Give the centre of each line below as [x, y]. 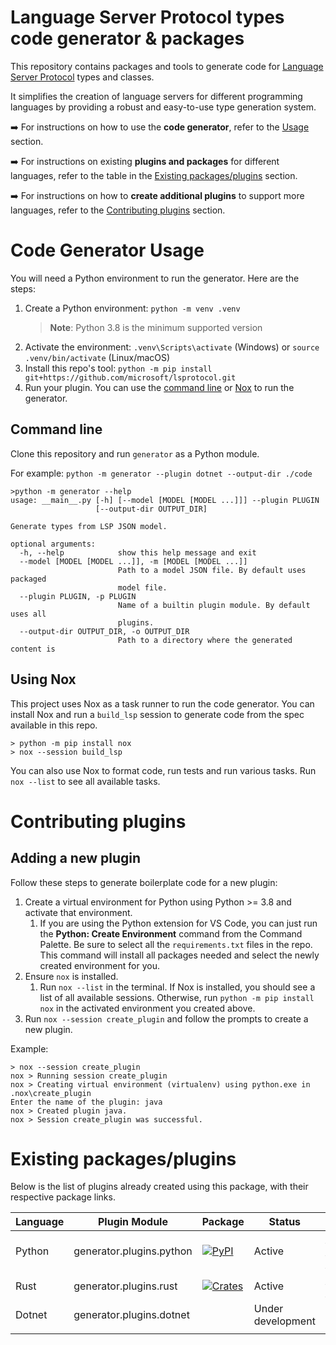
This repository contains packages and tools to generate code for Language [167, 66]
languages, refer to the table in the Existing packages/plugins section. [154, 175]
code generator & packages [127, 38]
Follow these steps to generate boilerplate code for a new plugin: [144, 882]
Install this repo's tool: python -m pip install [118, 368]
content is [33, 649]
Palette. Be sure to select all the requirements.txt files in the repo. [176, 944]
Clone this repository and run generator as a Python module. [135, 453]
